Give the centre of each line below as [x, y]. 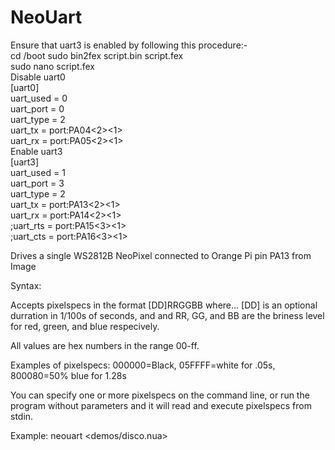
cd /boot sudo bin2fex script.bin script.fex [97, 55]
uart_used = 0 [39, 98]
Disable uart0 [38, 77]
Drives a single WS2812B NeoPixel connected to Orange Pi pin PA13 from [161, 255]
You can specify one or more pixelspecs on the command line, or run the [160, 395]
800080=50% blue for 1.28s [68, 375]
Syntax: [26, 285]
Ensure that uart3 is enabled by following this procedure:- [129, 45]
